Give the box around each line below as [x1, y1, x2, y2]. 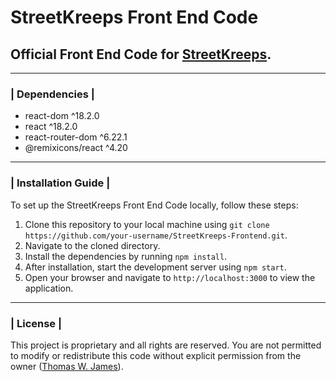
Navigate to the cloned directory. [24, 239, 161, 251]
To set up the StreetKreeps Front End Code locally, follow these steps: [10, 199, 299, 211]
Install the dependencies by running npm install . [24, 250, 228, 262]
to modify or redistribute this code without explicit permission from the [10, 349, 302, 361]
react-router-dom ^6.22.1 [24, 131, 128, 143]
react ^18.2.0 [24, 121, 78, 133]
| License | [10, 316, 63, 330]
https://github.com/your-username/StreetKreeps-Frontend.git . [24, 229, 288, 241]
